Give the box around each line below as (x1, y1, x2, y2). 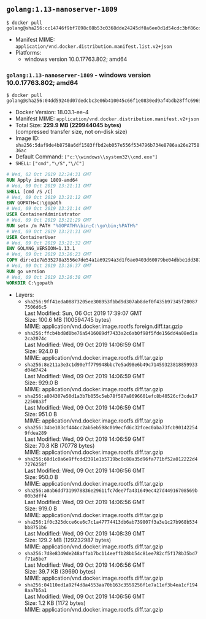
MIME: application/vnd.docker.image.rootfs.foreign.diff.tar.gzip (24, 322, 183, 330)
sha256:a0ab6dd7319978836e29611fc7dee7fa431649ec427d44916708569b (24, 488, 198, 494)
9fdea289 (24, 430, 47, 436)
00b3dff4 (24, 492, 47, 499)
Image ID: (15, 134, 40, 142)
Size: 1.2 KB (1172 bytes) (24, 599, 86, 607)
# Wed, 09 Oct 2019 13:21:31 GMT (6, 228, 92, 235)
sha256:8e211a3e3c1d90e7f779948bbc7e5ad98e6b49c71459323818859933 (24, 362, 198, 368)
